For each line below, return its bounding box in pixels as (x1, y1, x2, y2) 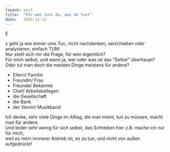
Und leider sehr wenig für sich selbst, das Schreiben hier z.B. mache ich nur (5, 125, 165, 131)
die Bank (12, 99, 32, 105)
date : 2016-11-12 (5, 17, 47, 22)
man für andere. (5, 120, 39, 126)
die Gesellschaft (12, 93, 47, 99)
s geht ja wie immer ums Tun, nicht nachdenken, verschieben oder (5, 41, 145, 47)
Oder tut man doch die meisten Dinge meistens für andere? (5, 62, 130, 68)
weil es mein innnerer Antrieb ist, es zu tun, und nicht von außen (5, 135, 140, 142)
